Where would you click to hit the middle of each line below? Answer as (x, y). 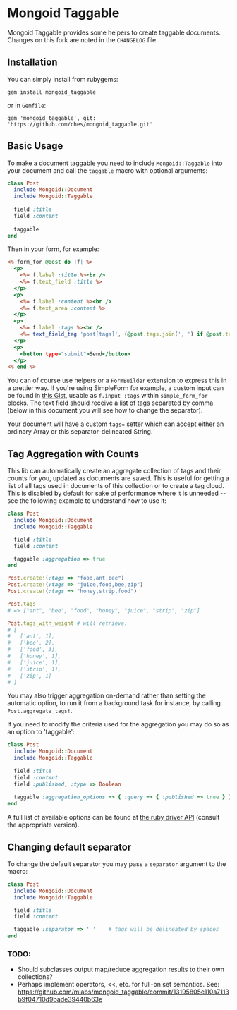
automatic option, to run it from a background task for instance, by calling (114, 703)
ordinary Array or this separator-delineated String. (80, 432)
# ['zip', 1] (30, 676)
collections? (35, 977)
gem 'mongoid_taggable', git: (52, 118)
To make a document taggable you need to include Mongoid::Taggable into (115, 163)
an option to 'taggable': (41, 732)
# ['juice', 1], (34, 662)
